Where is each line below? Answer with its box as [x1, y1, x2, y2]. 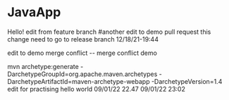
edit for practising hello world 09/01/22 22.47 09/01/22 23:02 [7, 85, 185, 93]
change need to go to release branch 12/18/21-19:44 [7, 35, 159, 43]
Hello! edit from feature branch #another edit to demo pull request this [7, 27, 211, 36]
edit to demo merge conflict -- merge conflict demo [7, 49, 157, 57]
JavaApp [7, 4, 61, 20]
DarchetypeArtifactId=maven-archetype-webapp [7, 77, 150, 85]
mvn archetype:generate [7, 62, 79, 70]
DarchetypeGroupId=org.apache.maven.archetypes [7, 70, 158, 78]
